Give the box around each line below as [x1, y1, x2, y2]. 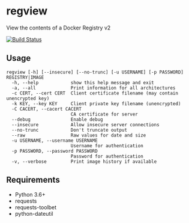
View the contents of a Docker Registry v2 [6, 24, 111, 31]
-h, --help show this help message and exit [11, 79, 154, 85]
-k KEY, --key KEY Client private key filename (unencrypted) [11, 100, 181, 106]
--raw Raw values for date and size [11, 132, 146, 138]
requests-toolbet [14, 203, 57, 211]
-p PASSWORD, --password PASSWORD [11, 148, 98, 154]
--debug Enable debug [11, 116, 103, 123]
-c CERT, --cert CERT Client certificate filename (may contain [11, 90, 179, 96]
